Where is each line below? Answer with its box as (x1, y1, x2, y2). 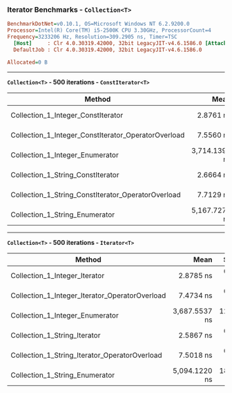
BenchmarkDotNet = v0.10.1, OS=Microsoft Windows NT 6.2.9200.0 (7, 21, 190, 28)
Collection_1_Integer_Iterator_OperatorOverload (10, 291, 166, 300)
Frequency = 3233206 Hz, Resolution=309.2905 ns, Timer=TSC (7, 33, 177, 41)
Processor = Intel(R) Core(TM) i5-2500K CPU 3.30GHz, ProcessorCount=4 (7, 27, 212, 34)
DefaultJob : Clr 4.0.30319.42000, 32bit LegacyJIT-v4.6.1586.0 (13, 46, 202, 53)
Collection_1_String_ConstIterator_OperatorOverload (10, 190, 181, 199)
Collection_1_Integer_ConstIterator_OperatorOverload (10, 130, 185, 140)
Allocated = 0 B (7, 59, 48, 66)
